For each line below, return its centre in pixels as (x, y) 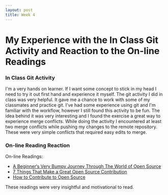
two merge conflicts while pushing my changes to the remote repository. (81, 127)
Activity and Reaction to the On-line (82, 51)
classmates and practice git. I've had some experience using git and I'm (81, 105)
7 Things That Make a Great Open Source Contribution (70, 172)
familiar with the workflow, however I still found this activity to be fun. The (83, 110)
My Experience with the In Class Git (82, 40)
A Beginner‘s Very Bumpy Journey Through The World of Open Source (87, 166)
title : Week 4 (20, 15)
